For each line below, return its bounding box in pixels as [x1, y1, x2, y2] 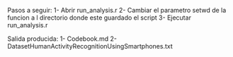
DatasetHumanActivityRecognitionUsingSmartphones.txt [7, 42, 174, 50]
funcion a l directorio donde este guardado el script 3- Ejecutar [7, 13, 191, 22]
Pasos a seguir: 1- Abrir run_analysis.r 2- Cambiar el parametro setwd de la [7, 6, 227, 14]
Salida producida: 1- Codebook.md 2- [7, 34, 117, 43]
